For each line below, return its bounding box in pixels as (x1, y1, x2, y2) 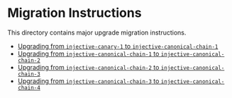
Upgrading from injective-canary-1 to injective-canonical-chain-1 (17, 42, 219, 50)
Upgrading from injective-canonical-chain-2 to (17, 63, 160, 71)
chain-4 (17, 84, 40, 91)
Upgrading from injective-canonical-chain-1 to (17, 49, 160, 58)
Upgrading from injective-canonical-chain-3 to (17, 76, 160, 85)
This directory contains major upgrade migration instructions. (7, 28, 187, 37)
